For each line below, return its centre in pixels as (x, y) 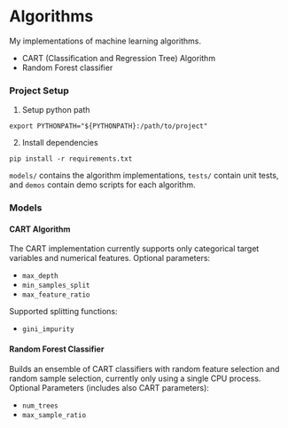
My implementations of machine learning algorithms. (105, 41)
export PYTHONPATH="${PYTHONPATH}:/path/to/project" (109, 126)
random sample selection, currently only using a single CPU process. (135, 378)
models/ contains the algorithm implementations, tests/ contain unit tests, (144, 176)
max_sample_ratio (54, 415)
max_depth (40, 276)
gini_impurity (48, 329)
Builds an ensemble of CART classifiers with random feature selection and (144, 369)
